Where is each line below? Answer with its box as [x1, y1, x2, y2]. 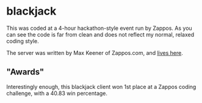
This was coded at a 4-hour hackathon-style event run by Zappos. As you [6, 24, 192, 32]
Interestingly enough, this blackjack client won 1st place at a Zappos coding [6, 83, 197, 90]
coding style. [6, 37, 39, 44]
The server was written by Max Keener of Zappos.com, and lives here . [6, 49, 183, 56]
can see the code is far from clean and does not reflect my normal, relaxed [6, 30, 194, 38]
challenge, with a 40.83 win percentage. [6, 90, 108, 97]
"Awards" [6, 67, 45, 77]
